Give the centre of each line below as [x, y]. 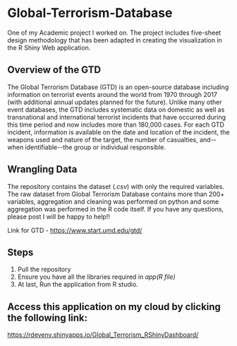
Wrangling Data [42, 169]
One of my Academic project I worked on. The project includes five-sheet [114, 33]
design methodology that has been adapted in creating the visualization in [115, 40]
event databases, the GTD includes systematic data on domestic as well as [116, 109]
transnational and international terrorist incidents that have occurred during [116, 117]
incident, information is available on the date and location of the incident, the [119, 132]
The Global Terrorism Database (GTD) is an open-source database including [118, 87]
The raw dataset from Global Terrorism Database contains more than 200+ [116, 194]
